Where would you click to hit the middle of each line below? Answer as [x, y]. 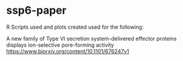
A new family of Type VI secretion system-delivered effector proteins [91, 38]
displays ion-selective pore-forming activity [60, 45]
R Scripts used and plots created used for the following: [75, 27]
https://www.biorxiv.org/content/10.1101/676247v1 [68, 51]
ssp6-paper [37, 10]
